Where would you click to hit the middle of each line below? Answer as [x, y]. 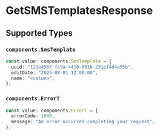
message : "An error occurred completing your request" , [83, 122]
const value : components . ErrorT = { [52, 110]
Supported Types [39, 33]
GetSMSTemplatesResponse [79, 11]
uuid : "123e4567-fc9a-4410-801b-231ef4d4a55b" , [72, 67]
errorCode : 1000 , [33, 116]
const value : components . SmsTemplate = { [59, 61]
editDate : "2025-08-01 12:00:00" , [55, 73]
